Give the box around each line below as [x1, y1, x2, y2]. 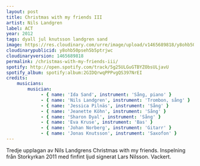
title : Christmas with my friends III [6, 14, 102, 20]
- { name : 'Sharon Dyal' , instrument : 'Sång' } [40, 114, 161, 120]
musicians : [17, 81, 44, 87]
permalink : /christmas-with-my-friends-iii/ [6, 58, 118, 64]
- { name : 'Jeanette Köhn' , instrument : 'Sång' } [40, 108, 167, 114]
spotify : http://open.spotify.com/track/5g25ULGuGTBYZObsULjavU [6, 64, 169, 70]
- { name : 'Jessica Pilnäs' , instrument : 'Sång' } [40, 102, 169, 109]
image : [6, 42, 23, 48]
